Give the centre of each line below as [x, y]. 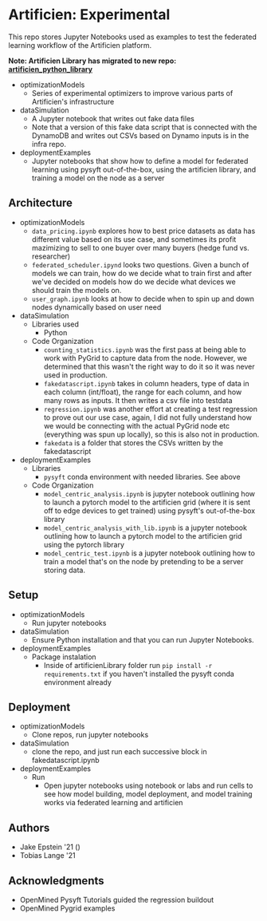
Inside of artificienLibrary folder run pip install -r [128, 665]
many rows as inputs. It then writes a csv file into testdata [138, 400]
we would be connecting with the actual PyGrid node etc [137, 425]
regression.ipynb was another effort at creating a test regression [150, 409]
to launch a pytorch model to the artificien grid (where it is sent [147, 502]
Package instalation [64, 657]
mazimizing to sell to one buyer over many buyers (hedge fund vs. [140, 247]
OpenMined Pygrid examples [67, 908]
